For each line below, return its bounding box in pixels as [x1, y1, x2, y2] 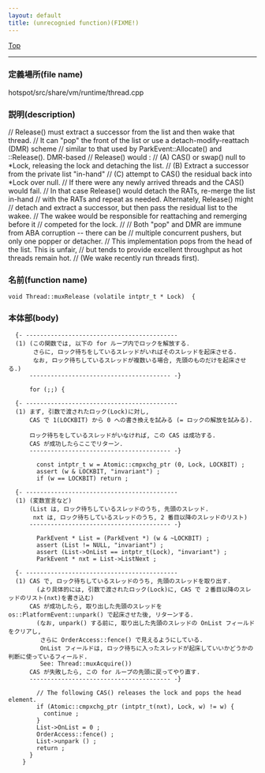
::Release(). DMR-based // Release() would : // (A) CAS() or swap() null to [8, 153, 246, 162]
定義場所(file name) [8, 69, 84, 80]
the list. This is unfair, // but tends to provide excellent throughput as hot [8, 245, 243, 255]
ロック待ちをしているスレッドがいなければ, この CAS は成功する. [28, 432, 216, 439]
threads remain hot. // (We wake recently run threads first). [8, 254, 200, 263]
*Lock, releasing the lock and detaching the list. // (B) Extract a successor [8, 161, 249, 171]
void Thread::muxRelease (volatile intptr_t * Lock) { [8, 293, 196, 301]
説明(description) [8, 108, 77, 119]
